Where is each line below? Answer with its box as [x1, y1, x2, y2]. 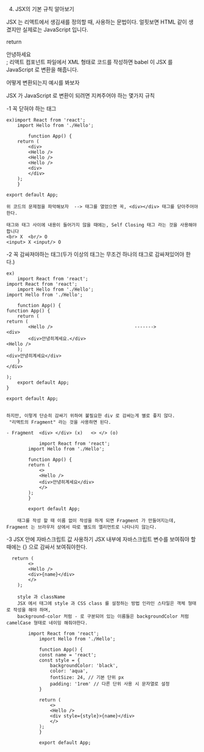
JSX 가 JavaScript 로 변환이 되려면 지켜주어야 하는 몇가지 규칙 [6, 92, 155, 99]
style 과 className [17, 594, 66, 600]
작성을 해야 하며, [13, 607, 51, 613]
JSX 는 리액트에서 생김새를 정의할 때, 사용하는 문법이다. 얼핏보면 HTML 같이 [6, 18, 188, 26]
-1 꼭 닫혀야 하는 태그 [6, 105, 57, 112]
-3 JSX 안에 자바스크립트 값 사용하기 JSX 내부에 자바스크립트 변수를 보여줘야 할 [6, 536, 196, 543]
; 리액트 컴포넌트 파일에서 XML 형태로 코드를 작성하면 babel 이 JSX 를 [6, 59, 173, 65]
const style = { [38, 657, 80, 663]
